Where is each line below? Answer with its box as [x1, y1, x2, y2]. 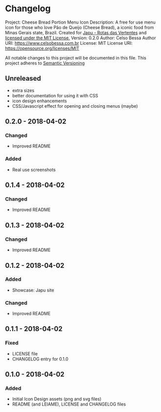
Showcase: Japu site [12, 287, 54, 293]
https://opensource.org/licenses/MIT [5, 45, 79, 51]
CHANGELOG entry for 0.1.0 [12, 356, 69, 362]
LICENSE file [12, 351, 38, 356]
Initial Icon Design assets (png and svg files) [12, 396, 102, 402]
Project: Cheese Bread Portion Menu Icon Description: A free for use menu [5, 19, 156, 25]
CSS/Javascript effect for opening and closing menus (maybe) [12, 103, 138, 109]
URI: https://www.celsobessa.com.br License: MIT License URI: [5, 40, 133, 46]
